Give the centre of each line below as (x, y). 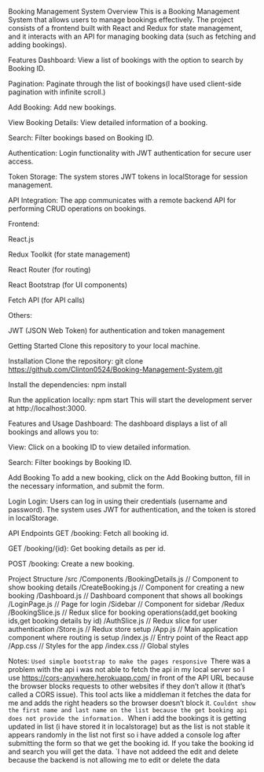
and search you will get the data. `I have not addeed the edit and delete (123, 752)
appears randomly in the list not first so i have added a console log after (125, 735)
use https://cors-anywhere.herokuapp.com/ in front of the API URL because (131, 678)
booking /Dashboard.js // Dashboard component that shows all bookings (126, 596)
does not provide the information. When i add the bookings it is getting (127, 718)
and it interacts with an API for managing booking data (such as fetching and (132, 36)
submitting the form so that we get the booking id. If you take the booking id (131, 743)
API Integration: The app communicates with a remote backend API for (122, 200)
